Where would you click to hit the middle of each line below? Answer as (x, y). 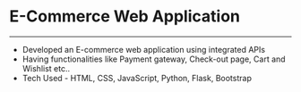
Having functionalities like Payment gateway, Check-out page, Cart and (154, 59)
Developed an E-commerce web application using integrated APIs (144, 49)
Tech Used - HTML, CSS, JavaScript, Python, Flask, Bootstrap (137, 78)
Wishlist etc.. (46, 68)
